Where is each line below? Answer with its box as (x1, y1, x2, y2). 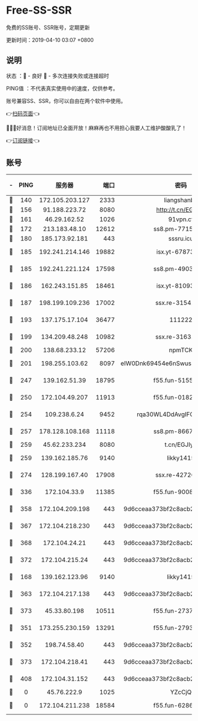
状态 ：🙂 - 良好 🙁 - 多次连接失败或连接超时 (6, 72, 109, 79)
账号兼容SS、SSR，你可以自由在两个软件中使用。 (6, 97, 126, 104)
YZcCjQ (170, 688, 192, 696)
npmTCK (169, 346, 193, 354)
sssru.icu (168, 234, 194, 242)
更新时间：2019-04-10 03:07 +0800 (6, 36, 94, 43)
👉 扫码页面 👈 (6, 110, 40, 117)
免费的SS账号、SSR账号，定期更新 (6, 24, 90, 31)
